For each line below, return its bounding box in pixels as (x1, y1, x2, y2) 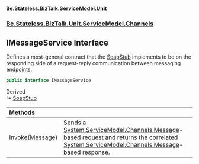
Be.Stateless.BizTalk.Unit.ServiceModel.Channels (6, 20, 154, 28)
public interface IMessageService (6, 78, 92, 83)
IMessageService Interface (6, 37, 108, 47)
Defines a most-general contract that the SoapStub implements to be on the (6, 53, 191, 60)
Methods (9, 108, 36, 117)
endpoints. (6, 66, 33, 73)
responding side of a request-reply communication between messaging (6, 60, 181, 67)
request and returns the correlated (82, 133, 178, 142)
